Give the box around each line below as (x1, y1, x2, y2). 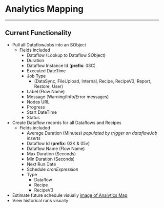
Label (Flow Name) (26, 88, 65, 94)
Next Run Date (26, 161, 56, 167)
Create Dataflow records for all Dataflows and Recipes (12, 120, 122, 125)
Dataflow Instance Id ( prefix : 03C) (26, 62, 96, 68)
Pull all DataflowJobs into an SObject (12, 42, 86, 47)
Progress (26, 104, 45, 110)
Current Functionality (5, 29, 72, 37)
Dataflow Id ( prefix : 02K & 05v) (26, 140, 90, 146)
